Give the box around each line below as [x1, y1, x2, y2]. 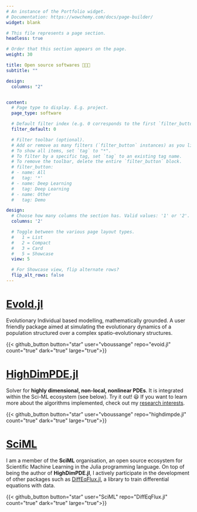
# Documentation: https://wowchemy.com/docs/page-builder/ [6, 14, 154, 20]
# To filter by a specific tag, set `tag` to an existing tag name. [11, 153, 182, 159]
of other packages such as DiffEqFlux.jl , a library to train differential [6, 476, 169, 483]
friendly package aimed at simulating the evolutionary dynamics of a [6, 323, 172, 330]
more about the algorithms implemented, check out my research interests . [6, 399, 185, 406]
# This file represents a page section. [6, 30, 107, 36]
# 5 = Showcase [11, 250, 54, 257]
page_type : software [11, 110, 62, 116]
